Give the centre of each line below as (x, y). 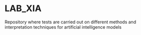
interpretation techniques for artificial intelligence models (63, 27)
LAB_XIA (23, 9)
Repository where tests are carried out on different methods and (70, 22)
